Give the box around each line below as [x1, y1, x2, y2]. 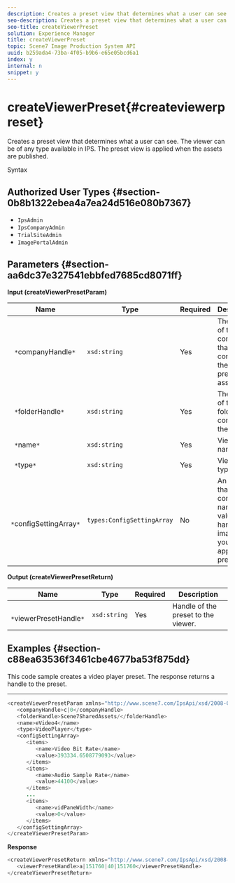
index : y [7, 56, 33, 63]
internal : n [7, 62, 42, 69]
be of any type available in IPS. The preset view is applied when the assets [7, 144, 222, 153]
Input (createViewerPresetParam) [7, 288, 107, 297]
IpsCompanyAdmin [17, 224, 65, 231]
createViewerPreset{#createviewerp [7, 99, 226, 115]
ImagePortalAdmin [17, 239, 69, 246]
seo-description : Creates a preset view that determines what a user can [7, 17, 227, 24]
